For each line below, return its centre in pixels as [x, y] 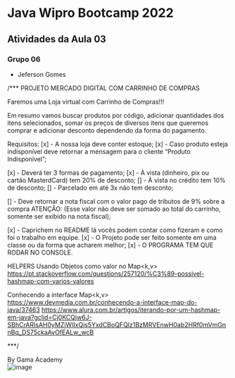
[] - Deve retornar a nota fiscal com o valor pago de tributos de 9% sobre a [116, 201]
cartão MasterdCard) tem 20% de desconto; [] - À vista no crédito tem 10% [117, 180]
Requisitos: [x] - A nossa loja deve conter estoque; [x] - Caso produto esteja [118, 144]
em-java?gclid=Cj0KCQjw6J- [50, 317]
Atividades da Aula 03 [57, 39]
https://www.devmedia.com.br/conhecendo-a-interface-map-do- [102, 302]
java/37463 [24, 310]
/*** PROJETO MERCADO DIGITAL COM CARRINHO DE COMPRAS [104, 88]
